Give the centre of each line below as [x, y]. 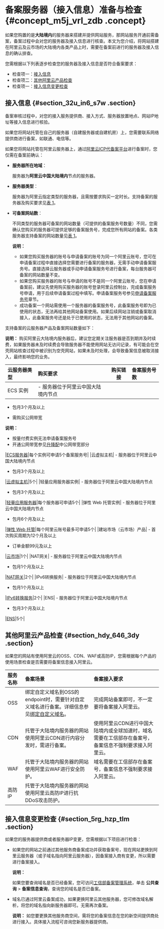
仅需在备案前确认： [24, 155]
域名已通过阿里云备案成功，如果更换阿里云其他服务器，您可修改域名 [81, 899]
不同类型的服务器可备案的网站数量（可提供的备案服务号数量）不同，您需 [85, 223]
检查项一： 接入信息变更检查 [40, 86]
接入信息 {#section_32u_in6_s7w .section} [70, 103]
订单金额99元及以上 [32, 546]
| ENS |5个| [15, 619]
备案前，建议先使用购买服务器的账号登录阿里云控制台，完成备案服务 [88, 287]
